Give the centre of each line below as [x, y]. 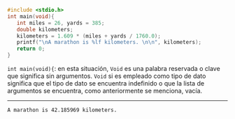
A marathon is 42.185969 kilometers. [62, 110]
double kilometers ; [45, 29]
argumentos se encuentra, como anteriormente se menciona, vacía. [105, 91]
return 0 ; [31, 49]
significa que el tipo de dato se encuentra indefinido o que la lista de [106, 83]
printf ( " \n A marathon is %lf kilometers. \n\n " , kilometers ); [109, 42]
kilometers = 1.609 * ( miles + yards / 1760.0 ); [88, 36]
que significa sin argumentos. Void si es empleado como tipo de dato [107, 76]
